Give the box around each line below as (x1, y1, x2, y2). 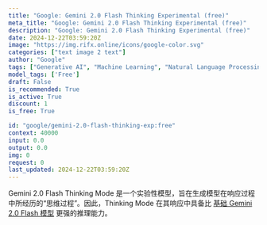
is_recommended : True (8, 85, 80, 93)
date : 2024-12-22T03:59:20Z (8, 33, 102, 42)
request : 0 (8, 158, 44, 166)
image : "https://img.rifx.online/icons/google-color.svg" (8, 41, 204, 49)
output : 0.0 (8, 143, 48, 151)
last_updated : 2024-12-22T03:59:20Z (8, 166, 130, 174)
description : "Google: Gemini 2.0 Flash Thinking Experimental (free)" (8, 26, 250, 34)
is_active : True (8, 93, 62, 101)
